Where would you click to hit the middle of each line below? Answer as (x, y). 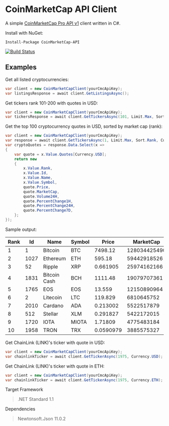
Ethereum (55, 259)
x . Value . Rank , (38, 168)
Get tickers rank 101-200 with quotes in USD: (52, 103)
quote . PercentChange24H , (49, 206)
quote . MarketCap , (41, 192)
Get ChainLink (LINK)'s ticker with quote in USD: (55, 343)
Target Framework (24, 390)
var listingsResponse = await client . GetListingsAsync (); (67, 93)
